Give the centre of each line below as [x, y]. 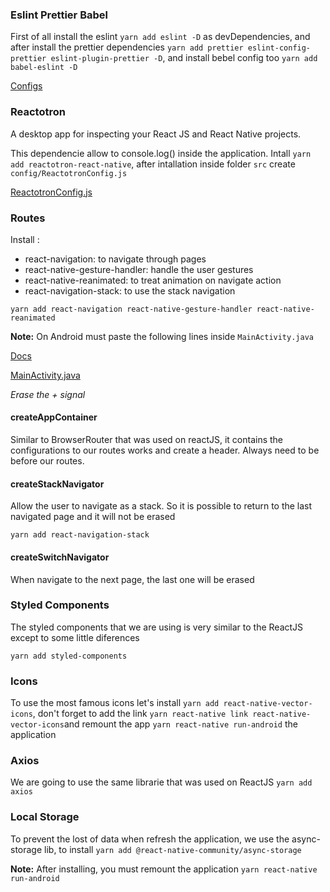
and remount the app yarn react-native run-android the [180, 724]
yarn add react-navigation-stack [80, 535]
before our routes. [47, 461]
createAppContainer [54, 417]
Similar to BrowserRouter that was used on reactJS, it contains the [147, 440]
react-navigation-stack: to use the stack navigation [130, 290]
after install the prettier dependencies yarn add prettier [127, 47]
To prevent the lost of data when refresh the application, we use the [150, 839]
